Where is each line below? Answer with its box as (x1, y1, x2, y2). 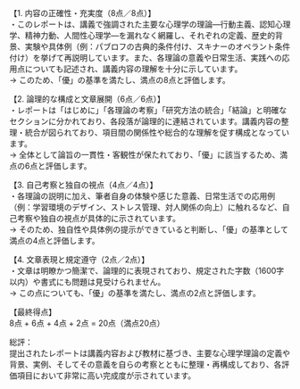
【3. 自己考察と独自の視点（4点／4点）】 (9, 179, 158, 190)
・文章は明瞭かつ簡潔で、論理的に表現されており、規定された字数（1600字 (9, 266, 285, 276)
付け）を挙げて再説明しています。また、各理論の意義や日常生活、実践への (9, 53, 283, 62)
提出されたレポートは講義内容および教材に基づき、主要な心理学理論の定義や (9, 348, 291, 359)
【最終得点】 (9, 307, 56, 317)
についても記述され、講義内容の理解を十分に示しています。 (24, 63, 243, 74)
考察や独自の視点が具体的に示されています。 (16, 213, 181, 223)
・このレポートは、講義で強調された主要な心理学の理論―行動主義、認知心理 (9, 19, 291, 29)
